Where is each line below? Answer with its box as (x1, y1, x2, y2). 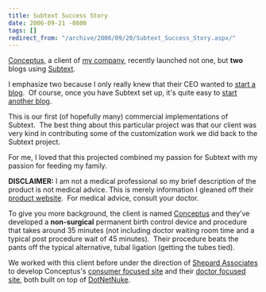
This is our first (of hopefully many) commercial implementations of (8, 112, 229, 122)
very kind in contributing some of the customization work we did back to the (8, 129, 258, 138)
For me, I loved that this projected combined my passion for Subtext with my (8, 153, 258, 162)
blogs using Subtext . (8, 64, 75, 74)
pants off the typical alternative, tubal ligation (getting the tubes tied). (8, 243, 236, 252)
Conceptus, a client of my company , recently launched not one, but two (8, 56, 244, 65)
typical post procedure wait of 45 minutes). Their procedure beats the (8, 234, 240, 243)
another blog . (8, 96, 52, 106)
